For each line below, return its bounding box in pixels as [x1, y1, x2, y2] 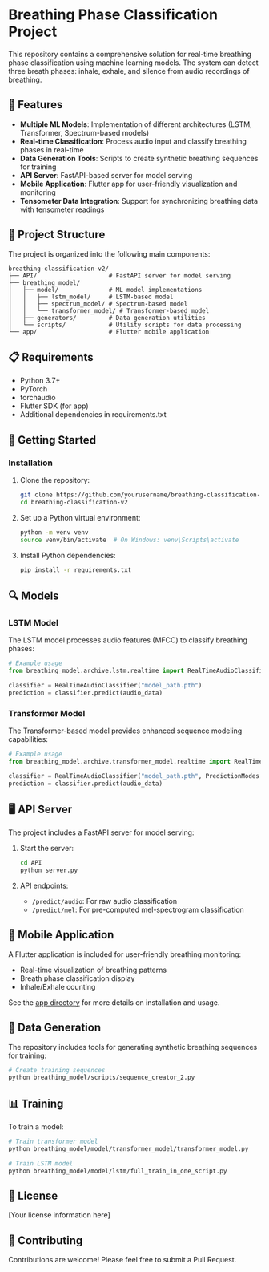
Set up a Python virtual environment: [19, 512, 141, 522]
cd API [19, 859, 42, 867]
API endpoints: [19, 881, 69, 890]
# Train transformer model [8, 1137, 98, 1146]
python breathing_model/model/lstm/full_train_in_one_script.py [8, 1167, 227, 1175]
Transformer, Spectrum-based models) [19, 128, 150, 137]
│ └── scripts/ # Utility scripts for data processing [8, 321, 242, 329]
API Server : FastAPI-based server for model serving [19, 170, 193, 180]
